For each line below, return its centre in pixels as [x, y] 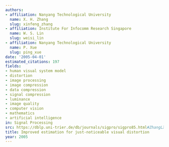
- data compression [26, 90]
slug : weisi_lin [27, 38]
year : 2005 [17, 137]
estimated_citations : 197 [32, 62]
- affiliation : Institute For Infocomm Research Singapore [68, 29]
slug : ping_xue [26, 52]
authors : [14, 10]
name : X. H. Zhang [29, 19]
